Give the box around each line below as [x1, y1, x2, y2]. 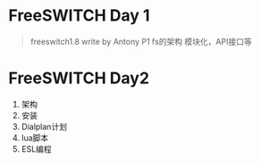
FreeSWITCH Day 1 [8, 5, 150, 26]
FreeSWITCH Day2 [8, 68, 149, 89]
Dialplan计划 [21, 121, 68, 132]
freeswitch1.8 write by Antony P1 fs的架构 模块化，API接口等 [29, 36, 252, 47]
